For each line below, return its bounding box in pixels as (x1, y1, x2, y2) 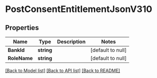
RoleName (8, 55, 33, 61)
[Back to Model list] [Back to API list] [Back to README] (5, 67, 120, 73)
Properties (5, 23, 39, 32)
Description (57, 38, 86, 45)
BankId (8, 46, 25, 53)
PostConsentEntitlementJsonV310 (5, 3, 152, 15)
